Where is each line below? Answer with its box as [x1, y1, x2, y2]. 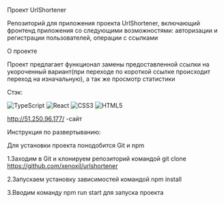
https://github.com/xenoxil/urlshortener [7, 162, 118, 170]
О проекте [7, 47, 38, 55]
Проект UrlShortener [7, 6, 67, 14]
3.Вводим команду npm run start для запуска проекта [7, 189, 164, 196]
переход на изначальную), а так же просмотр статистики [7, 75, 176, 83]
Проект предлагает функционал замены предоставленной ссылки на [7, 60, 210, 68]
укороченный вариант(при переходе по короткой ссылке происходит [7, 68, 210, 75]
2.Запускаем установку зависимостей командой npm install [7, 175, 182, 183]
